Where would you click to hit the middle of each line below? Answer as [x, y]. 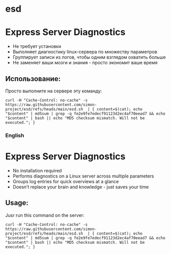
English [15, 135]
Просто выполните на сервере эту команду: [54, 91]
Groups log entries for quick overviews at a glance [66, 181]
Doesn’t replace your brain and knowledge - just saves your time [81, 187]
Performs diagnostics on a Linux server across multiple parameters [83, 176]
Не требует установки [37, 46]
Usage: [17, 203]
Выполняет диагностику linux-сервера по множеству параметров [85, 52]
